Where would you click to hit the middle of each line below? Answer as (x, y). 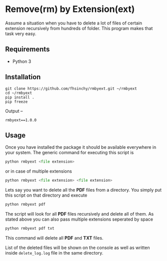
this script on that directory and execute (46, 195)
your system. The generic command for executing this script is (70, 153)
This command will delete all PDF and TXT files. (54, 238)
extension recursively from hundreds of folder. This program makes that (79, 28)
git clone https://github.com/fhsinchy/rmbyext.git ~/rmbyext (71, 88)
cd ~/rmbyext (19, 93)
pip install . (20, 97)
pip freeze (16, 102)
